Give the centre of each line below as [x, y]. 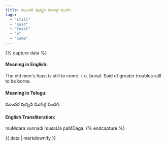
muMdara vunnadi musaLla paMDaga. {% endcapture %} [65, 128]
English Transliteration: [30, 117]
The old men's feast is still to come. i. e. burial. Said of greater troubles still [83, 76]
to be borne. [18, 81]
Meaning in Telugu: [26, 93]
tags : [11, 15]
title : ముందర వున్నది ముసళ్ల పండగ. [39, 10]
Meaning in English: [27, 65]
